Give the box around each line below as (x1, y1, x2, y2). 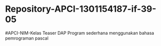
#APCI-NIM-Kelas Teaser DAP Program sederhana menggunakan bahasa (5, 30, 155, 36)
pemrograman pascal (5, 35, 48, 41)
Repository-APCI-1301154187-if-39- (5, 3, 157, 15)
